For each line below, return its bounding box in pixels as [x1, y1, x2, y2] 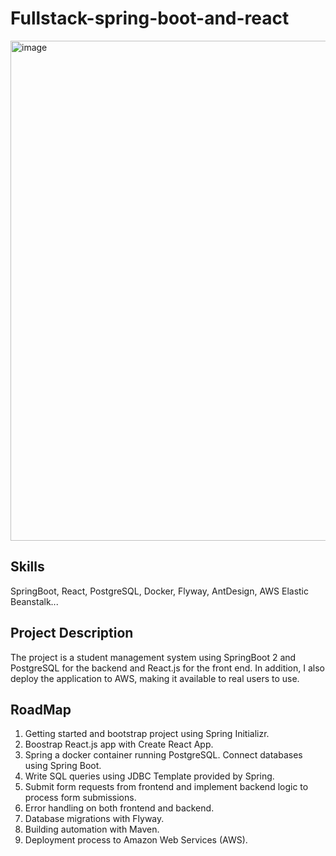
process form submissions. [24, 792, 137, 804]
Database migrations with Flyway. [24, 813, 165, 825]
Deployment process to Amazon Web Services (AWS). [24, 834, 248, 846]
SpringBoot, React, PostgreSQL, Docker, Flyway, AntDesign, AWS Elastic [10, 585, 309, 597]
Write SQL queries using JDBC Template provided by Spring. [24, 770, 275, 782]
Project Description [10, 625, 134, 642]
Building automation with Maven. [24, 823, 160, 836]
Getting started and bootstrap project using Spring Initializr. [24, 728, 270, 740]
